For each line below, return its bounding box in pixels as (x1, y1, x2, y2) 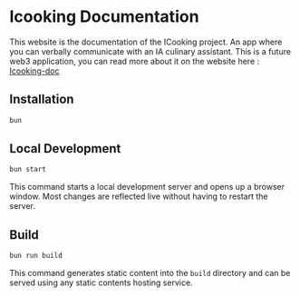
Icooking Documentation (9, 6, 199, 27)
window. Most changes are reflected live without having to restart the (9, 191, 268, 202)
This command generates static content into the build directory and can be (9, 268, 291, 278)
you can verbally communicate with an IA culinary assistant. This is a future (9, 45, 292, 56)
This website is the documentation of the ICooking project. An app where (9, 36, 283, 47)
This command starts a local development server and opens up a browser (9, 182, 285, 193)
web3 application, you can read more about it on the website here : (9, 55, 260, 66)
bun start (9, 165, 47, 174)
